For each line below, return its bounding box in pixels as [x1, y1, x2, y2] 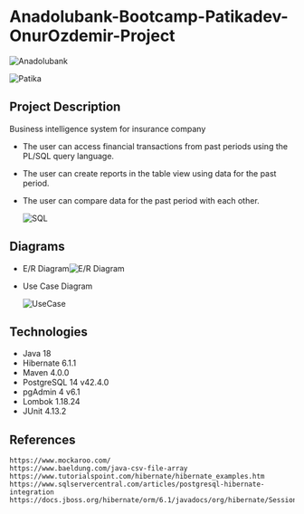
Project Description [9, 100, 121, 115]
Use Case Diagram [22, 281, 93, 291]
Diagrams [9, 239, 65, 254]
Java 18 [22, 348, 52, 359]
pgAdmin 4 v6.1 [22, 386, 81, 397]
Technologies [9, 324, 89, 339]
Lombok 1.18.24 [22, 396, 81, 407]
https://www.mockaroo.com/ [9, 456, 111, 465]
